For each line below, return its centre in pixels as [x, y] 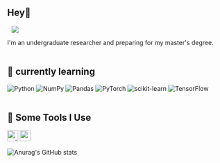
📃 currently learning [51, 72]
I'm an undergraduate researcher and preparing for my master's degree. [110, 42]
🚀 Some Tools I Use [49, 118]
